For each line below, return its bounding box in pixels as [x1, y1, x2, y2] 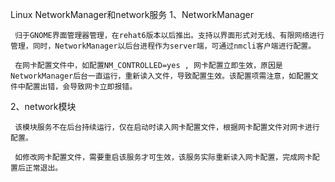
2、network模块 [10, 101, 77, 112]
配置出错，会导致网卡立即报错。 [24, 82, 138, 92]
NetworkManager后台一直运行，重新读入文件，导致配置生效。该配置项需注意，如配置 [10, 71, 312, 81]
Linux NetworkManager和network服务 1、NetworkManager [10, 9, 254, 20]
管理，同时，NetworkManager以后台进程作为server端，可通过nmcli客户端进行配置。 [10, 41, 317, 51]
